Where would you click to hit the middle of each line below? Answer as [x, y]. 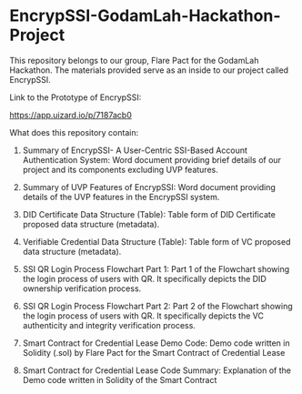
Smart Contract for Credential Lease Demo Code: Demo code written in [156, 343]
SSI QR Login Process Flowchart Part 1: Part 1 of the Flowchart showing [156, 268]
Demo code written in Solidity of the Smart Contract [120, 379]
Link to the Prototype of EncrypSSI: [75, 97]
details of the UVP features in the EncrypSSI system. [121, 197]
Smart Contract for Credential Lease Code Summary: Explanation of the [156, 370]
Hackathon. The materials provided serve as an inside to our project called [149, 70]
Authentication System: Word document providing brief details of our [152, 159]
